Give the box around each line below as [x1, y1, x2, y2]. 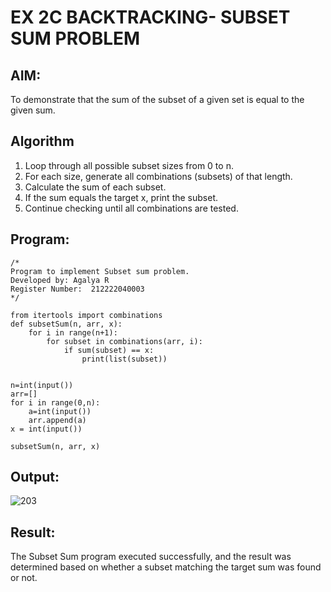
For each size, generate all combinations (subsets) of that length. [24, 170, 293, 182]
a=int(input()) [28, 406, 92, 416]
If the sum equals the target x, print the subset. [24, 191, 219, 203]
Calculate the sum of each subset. [24, 181, 167, 193]
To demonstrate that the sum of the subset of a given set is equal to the [10, 94, 305, 105]
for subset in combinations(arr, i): [46, 336, 203, 346]
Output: [10, 469, 60, 486]
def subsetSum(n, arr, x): [10, 319, 123, 329]
